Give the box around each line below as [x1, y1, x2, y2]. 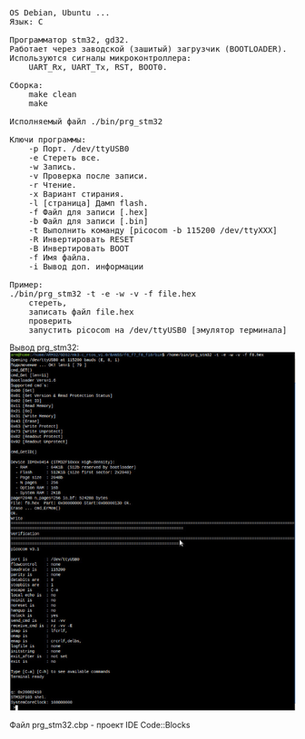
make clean [28, 90, 77, 99]
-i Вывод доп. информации [28, 262, 144, 271]
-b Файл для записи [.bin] [28, 217, 149, 226]
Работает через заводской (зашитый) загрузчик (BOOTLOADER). [9, 44, 288, 53]
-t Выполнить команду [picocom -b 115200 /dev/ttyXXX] [28, 226, 279, 235]
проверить [28, 316, 73, 326]
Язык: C [9, 17, 44, 26]
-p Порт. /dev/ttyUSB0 [28, 144, 130, 153]
